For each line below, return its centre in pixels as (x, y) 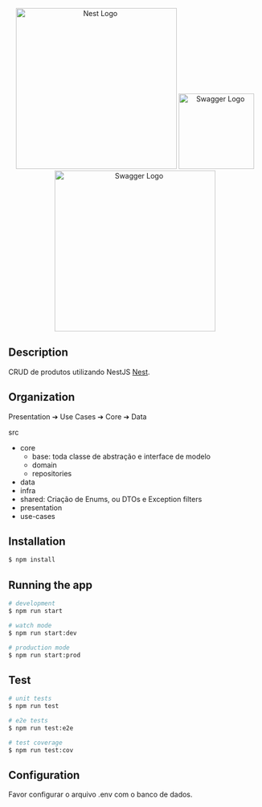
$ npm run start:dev (43, 633)
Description (38, 353)
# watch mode (30, 625)
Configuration (44, 775)
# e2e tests (28, 720)
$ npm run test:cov (41, 750)
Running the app (50, 585)
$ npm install (32, 560)
